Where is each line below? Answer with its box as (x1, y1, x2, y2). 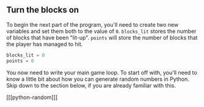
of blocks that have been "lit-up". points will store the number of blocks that (6, 33, 198, 41)
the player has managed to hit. (6, 40, 83, 47)
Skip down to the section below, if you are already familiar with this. (6, 81, 176, 89)
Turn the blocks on (6, 5, 79, 15)
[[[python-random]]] (6, 94, 58, 101)
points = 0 (6, 58, 34, 64)
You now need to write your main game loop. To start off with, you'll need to (6, 69, 197, 76)
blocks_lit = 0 (6, 52, 45, 58)
